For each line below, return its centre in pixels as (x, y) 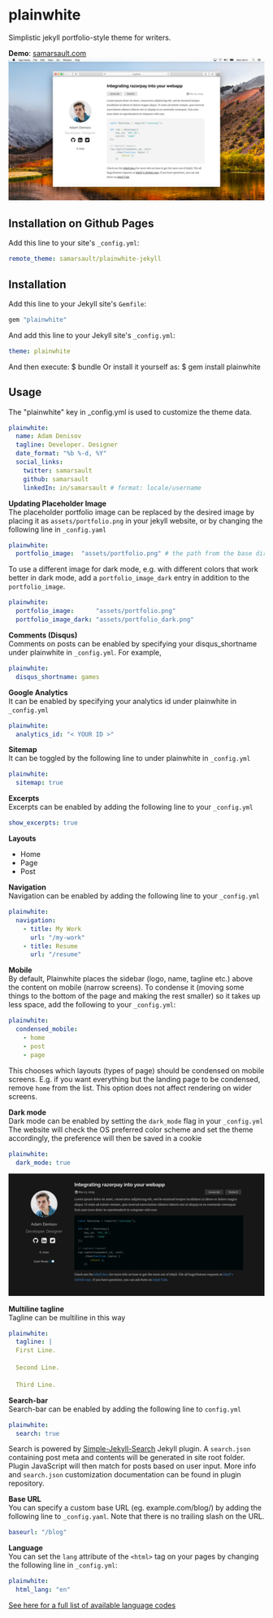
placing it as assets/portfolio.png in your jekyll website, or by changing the (136, 520)
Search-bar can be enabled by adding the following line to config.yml (125, 1409)
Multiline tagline (37, 1309)
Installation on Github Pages (81, 223)
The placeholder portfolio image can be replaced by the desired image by (131, 512)
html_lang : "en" (43, 1590)
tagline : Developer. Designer (67, 445)
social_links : (39, 462)
